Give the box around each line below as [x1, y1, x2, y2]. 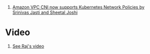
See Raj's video [12, 43, 45, 49]
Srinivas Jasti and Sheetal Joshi [12, 9, 78, 15]
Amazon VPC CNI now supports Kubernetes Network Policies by [12, 4, 145, 10]
